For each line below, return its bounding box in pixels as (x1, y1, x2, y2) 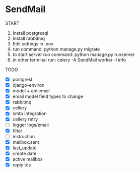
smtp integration (12, 110, 47, 117)
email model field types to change (12, 93, 83, 99)
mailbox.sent (12, 139, 39, 145)
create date (12, 150, 37, 156)
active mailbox (12, 156, 43, 162)
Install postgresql (12, 30, 49, 36)
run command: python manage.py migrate (12, 46, 100, 52)
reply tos (12, 161, 31, 167)
